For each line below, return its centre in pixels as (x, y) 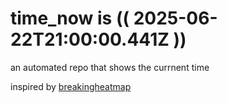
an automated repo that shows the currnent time (110, 67)
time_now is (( (70, 18)
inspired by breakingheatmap (71, 86)
